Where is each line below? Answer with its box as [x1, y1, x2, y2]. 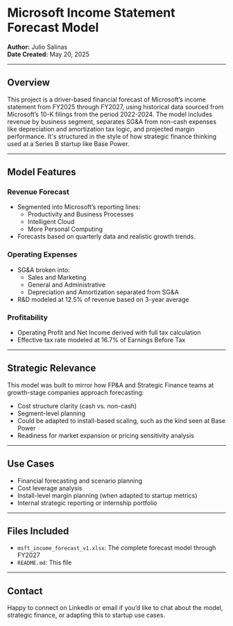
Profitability [7, 312, 49, 322]
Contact [7, 585, 43, 597]
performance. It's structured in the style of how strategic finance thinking [7, 132, 217, 141]
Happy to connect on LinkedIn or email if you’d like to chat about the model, [7, 604, 223, 612]
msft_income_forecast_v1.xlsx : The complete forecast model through [17, 544, 216, 552]
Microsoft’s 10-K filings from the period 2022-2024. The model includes [7, 110, 213, 118]
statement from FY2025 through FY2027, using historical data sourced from [7, 102, 224, 111]
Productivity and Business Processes [27, 210, 134, 218]
